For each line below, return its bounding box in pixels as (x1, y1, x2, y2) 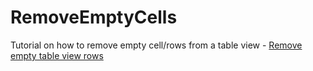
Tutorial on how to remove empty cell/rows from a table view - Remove (10, 39, 303, 51)
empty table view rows (10, 49, 104, 61)
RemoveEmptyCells (10, 6, 178, 29)
